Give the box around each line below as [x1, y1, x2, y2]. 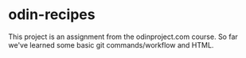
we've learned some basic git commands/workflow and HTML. [8, 40, 214, 49]
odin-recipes [8, 6, 96, 24]
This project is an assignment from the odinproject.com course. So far [8, 32, 239, 41]
